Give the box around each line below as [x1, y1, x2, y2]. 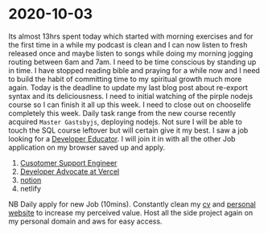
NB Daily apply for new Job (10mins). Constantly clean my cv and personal [8, 199, 256, 209]
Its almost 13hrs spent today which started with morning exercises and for [8, 31, 254, 41]
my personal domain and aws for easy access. [8, 216, 163, 226]
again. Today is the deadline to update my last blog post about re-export [8, 82, 248, 92]
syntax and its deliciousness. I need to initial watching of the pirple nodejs [8, 91, 254, 101]
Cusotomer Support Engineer [19, 158, 118, 167]
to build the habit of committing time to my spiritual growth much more [8, 74, 242, 84]
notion [19, 174, 42, 185]
